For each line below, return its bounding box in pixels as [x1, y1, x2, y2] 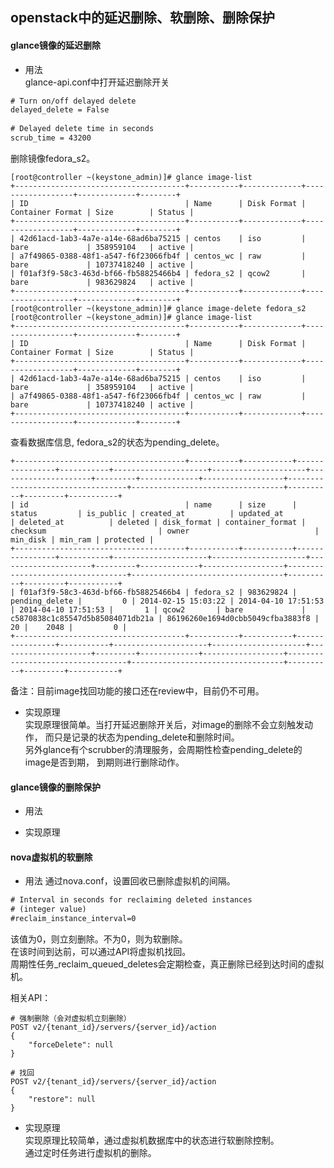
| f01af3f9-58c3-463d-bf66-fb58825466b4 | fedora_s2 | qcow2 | [10, 268, 307, 278]
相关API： [10, 992, 52, 1003]
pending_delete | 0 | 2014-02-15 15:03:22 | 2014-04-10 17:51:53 [10, 596, 325, 606]
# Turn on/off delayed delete [10, 96, 137, 106]
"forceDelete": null [28, 1040, 114, 1050]
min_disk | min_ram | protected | [10, 534, 155, 545]
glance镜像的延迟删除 [10, 39, 102, 51]
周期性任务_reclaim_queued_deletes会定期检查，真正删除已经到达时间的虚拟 [10, 958, 325, 970]
